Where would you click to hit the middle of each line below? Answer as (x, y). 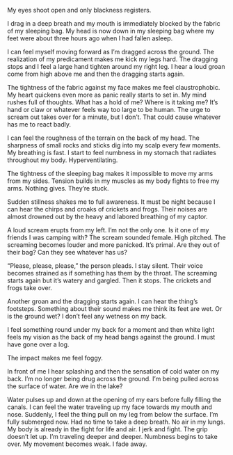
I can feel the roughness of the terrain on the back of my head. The (103, 138)
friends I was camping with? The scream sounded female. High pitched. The (116, 237)
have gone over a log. (38, 344)
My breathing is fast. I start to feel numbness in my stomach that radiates (112, 153)
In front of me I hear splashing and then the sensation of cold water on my (113, 371)
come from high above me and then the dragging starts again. (96, 74)
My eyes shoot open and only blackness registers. (79, 10)
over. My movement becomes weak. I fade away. (77, 444)
